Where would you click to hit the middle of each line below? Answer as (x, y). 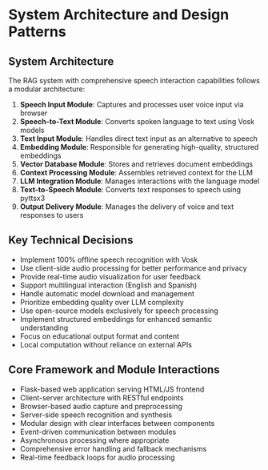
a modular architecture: (47, 89)
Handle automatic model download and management (107, 293)
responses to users (52, 215)
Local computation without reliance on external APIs (106, 344)
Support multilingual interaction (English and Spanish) (108, 285)
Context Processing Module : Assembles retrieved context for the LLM (136, 173)
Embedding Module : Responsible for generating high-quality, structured (139, 147)
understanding (44, 327)
